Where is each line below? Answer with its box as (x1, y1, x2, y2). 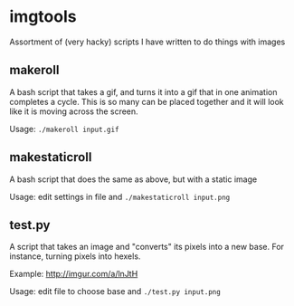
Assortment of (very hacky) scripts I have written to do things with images (9, 36, 286, 47)
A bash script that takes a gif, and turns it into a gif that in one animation (9, 86, 278, 97)
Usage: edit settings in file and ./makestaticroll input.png (9, 191, 231, 202)
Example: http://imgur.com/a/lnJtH (9, 269, 138, 280)
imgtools (9, 6, 77, 27)
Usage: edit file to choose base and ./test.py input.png (9, 286, 222, 297)
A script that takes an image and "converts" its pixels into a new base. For (9, 242, 285, 253)
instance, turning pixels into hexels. (9, 251, 141, 262)
